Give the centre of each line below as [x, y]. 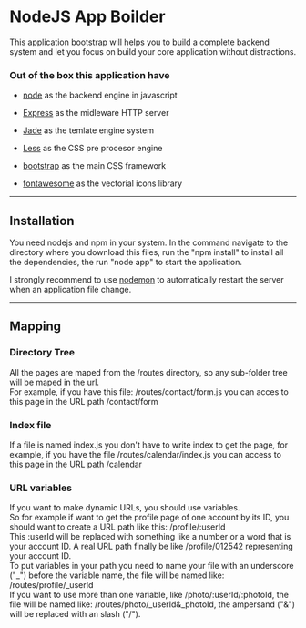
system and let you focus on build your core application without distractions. [153, 51]
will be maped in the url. [55, 382]
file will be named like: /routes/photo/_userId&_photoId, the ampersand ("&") [153, 604]
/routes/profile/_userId [51, 585]
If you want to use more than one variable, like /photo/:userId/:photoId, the [149, 595]
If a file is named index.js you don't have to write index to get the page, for [149, 445]
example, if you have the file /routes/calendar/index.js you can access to [146, 455]
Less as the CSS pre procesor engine [92, 149]
